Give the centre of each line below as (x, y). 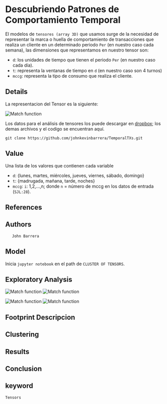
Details (16, 92)
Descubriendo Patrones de (62, 9)
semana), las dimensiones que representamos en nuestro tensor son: (77, 50)
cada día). (23, 65)
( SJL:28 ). (22, 191)
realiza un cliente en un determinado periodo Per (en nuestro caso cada (79, 44)
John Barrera (25, 236)
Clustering (22, 335)
